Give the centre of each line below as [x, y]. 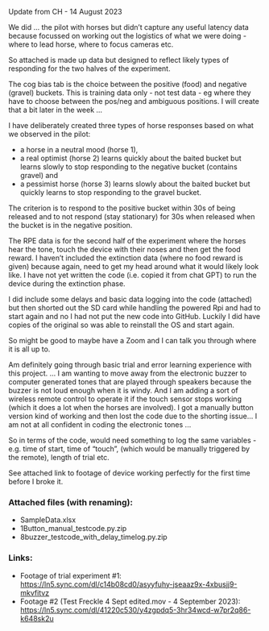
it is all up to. [29, 349]
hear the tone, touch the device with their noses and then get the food [124, 249]
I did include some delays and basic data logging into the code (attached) [130, 299]
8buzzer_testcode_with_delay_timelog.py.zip [93, 537]
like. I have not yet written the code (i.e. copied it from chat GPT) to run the [132, 275]
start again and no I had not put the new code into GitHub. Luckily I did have [134, 316]
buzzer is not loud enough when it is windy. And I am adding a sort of [124, 390]
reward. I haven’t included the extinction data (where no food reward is [126, 258]
